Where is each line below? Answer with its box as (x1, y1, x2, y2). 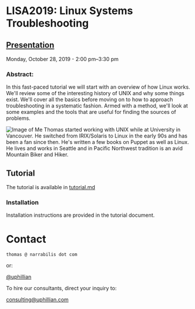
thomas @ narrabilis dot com (6, 251, 78, 258)
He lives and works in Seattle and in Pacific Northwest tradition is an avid (6, 145, 183, 152)
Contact (6, 232, 46, 246)
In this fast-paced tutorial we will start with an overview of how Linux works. (6, 83, 190, 90)
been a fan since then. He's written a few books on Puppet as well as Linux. (6, 139, 189, 146)
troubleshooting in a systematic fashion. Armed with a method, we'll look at (6, 102, 188, 109)
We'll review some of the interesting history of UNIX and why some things (6, 90, 185, 97)
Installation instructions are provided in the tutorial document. (6, 211, 155, 219)
